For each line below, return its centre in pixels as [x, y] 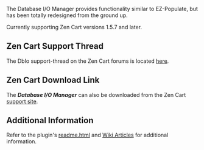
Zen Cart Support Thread [55, 46]
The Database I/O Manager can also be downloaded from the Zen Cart [96, 95]
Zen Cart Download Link [53, 80]
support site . [22, 101]
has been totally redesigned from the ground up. [67, 15]
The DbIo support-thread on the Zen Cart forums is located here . [88, 61]
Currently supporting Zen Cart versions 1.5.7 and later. [74, 27]
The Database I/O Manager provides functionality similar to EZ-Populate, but [102, 9]
